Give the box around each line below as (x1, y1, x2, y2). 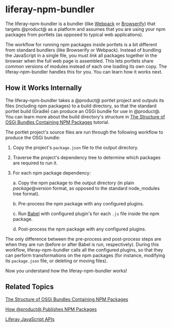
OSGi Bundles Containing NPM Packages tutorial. (5, 119, 110, 125)
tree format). (12, 190, 40, 197)
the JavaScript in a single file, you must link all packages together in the (5, 52, 158, 59)
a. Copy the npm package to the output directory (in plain (12, 180, 135, 186)
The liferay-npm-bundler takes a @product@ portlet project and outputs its (5, 97, 164, 103)
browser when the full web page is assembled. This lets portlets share (5, 57, 154, 64)
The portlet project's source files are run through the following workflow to (5, 129, 163, 135)
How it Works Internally (5, 84, 82, 92)
